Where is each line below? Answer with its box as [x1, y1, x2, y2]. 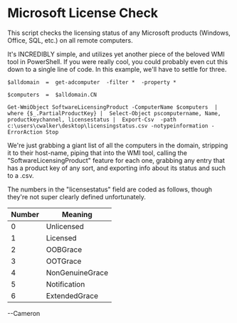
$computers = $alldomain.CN [7, 91, 98, 98]
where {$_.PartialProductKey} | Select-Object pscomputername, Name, [7, 110, 221, 117]
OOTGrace [46, 256, 82, 266]
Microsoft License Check [7, 5, 159, 21]
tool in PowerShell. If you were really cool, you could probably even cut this [7, 57, 228, 65]
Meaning [61, 209, 93, 219]
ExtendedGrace [46, 290, 98, 300]
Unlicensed [46, 221, 84, 231]
